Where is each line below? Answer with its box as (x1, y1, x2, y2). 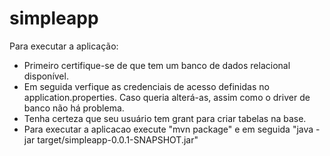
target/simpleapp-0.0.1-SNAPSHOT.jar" (37, 133, 199, 146)
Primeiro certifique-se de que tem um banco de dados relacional (23, 59, 291, 71)
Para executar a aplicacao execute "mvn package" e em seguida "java (23, 123, 314, 135)
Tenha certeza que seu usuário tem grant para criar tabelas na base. (23, 112, 307, 124)
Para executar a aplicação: (9, 40, 119, 52)
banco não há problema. (23, 102, 125, 114)
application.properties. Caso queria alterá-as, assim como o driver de (23, 91, 311, 103)
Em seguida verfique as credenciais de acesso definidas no (23, 80, 270, 92)
